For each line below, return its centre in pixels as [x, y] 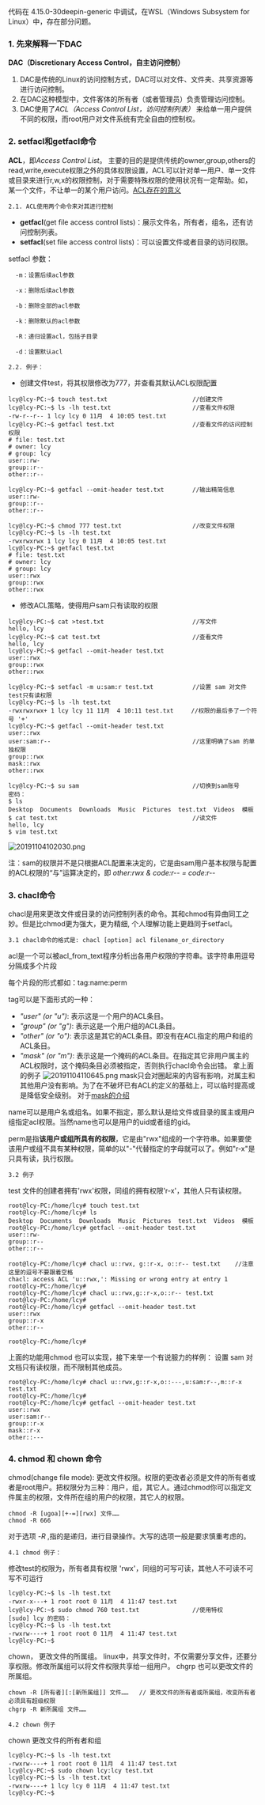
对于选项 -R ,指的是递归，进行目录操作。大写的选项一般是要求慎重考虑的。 [129, 1536]
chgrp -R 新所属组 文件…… [47, 1710]
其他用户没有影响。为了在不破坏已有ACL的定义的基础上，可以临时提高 [134, 1085]
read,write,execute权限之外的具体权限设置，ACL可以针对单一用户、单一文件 [132, 170]
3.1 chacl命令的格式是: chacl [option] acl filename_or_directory [116, 940]
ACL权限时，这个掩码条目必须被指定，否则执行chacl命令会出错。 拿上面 [137, 1065]
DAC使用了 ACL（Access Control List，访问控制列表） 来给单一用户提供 [136, 109]
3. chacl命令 [32, 895]
